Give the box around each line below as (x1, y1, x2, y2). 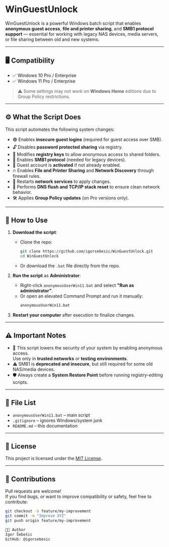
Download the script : (12, 229, 57, 235)
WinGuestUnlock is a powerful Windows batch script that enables (5, 20, 141, 26)
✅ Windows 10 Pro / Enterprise (12, 72, 76, 78)
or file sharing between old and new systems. (5, 36, 100, 42)
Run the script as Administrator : (12, 273, 81, 279)
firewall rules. (12, 173, 41, 179)
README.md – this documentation (12, 423, 78, 429)
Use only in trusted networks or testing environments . (12, 355, 128, 362)
